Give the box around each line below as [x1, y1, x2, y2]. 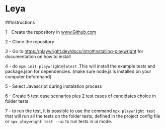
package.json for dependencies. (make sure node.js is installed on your [5, 68, 152, 74]
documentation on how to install [5, 53, 71, 60]
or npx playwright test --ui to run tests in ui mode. [5, 118, 113, 124]
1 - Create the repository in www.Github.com [5, 29, 96, 35]
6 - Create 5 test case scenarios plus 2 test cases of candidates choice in [5, 93, 156, 99]
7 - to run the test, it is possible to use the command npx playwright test [5, 108, 156, 114]
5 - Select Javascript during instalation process [5, 83, 102, 89]
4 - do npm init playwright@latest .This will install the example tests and [5, 63, 156, 69]
